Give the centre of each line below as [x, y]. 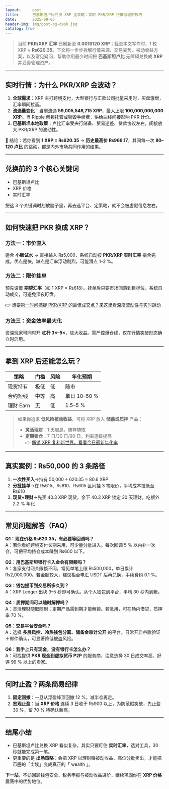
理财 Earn [19, 405]
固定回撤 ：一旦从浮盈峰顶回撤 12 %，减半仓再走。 [64, 698]
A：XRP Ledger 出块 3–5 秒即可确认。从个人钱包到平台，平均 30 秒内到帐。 [84, 592]
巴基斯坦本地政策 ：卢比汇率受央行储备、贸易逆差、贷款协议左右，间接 [85, 123]
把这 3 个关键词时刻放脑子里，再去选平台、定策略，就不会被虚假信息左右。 [83, 205]
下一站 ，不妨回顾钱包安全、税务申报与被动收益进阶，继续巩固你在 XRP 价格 [83, 775]
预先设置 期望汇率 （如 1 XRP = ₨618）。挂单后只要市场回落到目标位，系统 [82, 288]
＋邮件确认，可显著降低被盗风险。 [40, 639]
